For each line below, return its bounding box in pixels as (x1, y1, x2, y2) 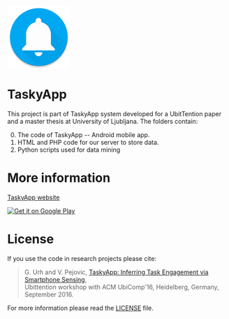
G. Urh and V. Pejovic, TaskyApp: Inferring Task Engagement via (24, 268, 209, 276)
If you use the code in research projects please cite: (7, 254, 157, 262)
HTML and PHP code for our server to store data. (17, 138, 159, 146)
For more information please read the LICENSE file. (7, 304, 154, 312)
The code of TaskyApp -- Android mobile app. (17, 130, 150, 139)
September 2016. (24, 290, 74, 299)
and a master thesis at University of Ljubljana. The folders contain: (7, 117, 198, 125)
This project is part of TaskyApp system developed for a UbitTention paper (7, 109, 222, 118)
